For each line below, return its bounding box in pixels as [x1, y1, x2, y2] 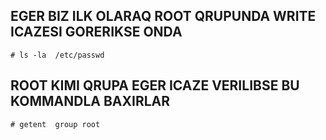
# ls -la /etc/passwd [10, 50, 105, 60]
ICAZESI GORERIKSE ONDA [10, 24, 183, 41]
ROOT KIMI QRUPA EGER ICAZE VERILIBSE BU [10, 77, 300, 94]
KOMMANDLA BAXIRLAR [10, 93, 171, 110]
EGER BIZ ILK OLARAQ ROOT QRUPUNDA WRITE [10, 8, 317, 25]
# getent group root [10, 119, 101, 129]
